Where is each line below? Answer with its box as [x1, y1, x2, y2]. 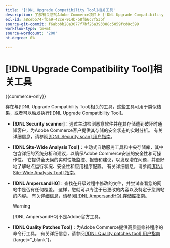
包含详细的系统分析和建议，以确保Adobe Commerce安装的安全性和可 [12, 150, 157, 156]
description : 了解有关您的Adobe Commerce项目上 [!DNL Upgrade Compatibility [5, 12, 164, 17]
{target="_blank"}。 [12, 236, 54, 243]
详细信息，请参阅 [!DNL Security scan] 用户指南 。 [12, 133, 115, 139]
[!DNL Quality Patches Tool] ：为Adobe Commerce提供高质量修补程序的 [12, 224, 163, 230]
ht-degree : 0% [5, 36, 35, 41]
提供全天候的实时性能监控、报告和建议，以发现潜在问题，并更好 [31, 156, 165, 162]
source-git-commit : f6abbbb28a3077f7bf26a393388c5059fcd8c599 [5, 21, 139, 27]
